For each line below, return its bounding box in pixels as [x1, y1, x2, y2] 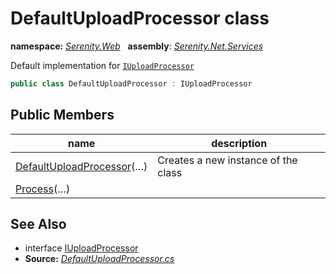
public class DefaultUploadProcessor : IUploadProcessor [10, 78, 253, 89]
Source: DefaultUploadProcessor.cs [24, 253, 175, 265]
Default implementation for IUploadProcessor [10, 59, 195, 71]
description [211, 136, 268, 150]
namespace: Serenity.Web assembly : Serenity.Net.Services [10, 40, 264, 52]
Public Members [10, 107, 115, 124]
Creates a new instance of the [157, 153, 298, 167]
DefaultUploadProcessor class [10, 7, 270, 30]
